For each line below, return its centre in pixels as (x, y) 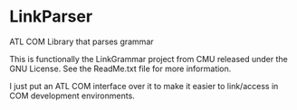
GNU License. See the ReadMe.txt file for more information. (120, 69)
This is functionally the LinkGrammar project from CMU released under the (148, 59)
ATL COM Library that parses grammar (81, 41)
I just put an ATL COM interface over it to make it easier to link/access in (144, 86)
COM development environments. (72, 96)
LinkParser (51, 17)
